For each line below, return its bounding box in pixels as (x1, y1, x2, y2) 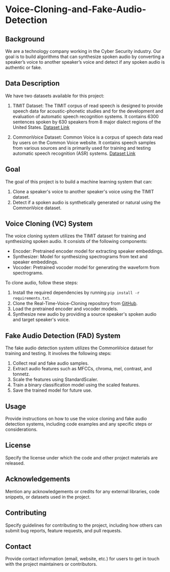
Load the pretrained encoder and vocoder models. (12, 306, 118, 312)
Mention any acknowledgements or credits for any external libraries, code (5, 488, 160, 495)
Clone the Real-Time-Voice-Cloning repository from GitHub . (12, 301, 138, 307)
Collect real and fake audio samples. (12, 360, 89, 366)
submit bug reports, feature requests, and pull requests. (5, 527, 122, 533)
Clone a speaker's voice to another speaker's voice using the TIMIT (12, 188, 154, 195)
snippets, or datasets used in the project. (5, 494, 91, 500)
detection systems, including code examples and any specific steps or (5, 421, 152, 427)
